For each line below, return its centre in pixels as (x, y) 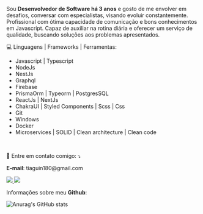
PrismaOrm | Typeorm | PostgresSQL (62, 93)
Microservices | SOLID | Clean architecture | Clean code (86, 132)
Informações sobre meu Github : (47, 192)
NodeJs (25, 67)
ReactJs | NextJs (37, 100)
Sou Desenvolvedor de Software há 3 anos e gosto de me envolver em (97, 9)
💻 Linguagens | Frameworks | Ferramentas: (62, 47)
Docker (24, 126)
